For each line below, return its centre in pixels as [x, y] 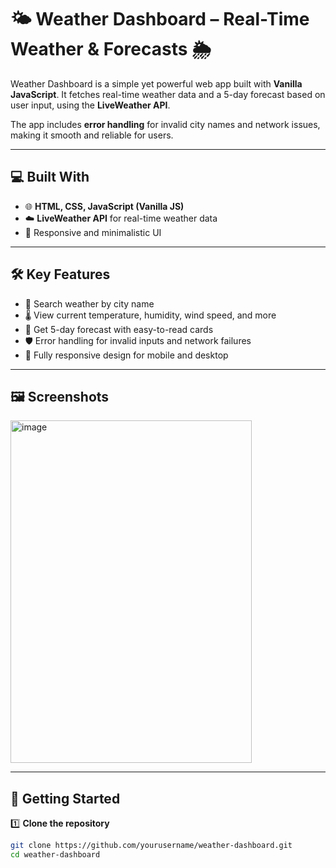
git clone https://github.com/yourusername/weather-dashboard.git [151, 846]
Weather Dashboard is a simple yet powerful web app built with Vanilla [156, 83]
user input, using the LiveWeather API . [90, 105]
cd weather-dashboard [55, 855]
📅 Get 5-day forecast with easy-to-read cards [119, 329]
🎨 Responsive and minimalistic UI [93, 232]
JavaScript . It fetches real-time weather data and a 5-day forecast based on [168, 94]
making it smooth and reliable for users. [92, 135]
